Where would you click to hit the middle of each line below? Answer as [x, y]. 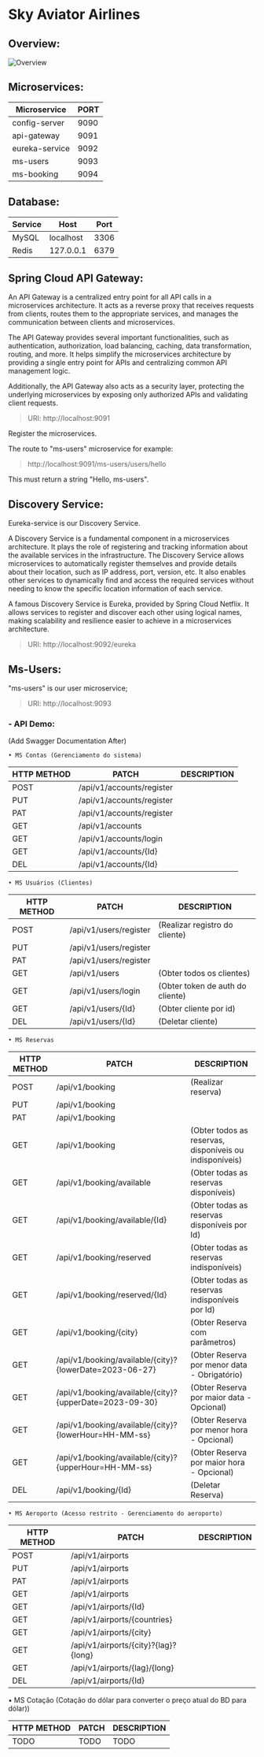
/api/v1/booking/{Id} [94, 1490]
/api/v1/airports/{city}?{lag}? [123, 1645]
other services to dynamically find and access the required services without [131, 580]
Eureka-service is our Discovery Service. [75, 523]
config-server [38, 122]
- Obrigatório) [217, 1375]
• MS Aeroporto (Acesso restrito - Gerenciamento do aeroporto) [115, 1514]
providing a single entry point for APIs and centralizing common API [118, 363]
